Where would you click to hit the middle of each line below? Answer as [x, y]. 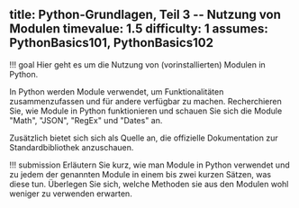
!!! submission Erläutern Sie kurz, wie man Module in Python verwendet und [149, 165]
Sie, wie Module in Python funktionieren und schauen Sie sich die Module [146, 111]
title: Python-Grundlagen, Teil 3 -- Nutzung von [145, 15]
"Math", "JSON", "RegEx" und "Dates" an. [86, 120]
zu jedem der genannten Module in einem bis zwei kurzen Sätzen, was [140, 174]
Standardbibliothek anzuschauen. [72, 147]
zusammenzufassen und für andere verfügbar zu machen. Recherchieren [145, 101]
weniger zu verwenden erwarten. [71, 194]
